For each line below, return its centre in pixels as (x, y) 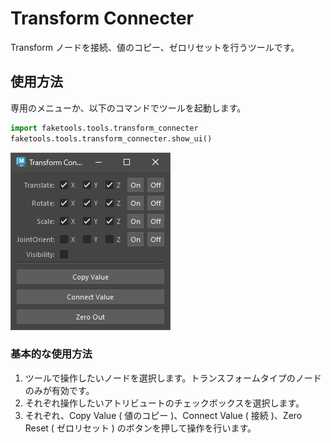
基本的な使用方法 (51, 354)
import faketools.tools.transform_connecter (104, 128)
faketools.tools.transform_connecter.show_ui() (111, 138)
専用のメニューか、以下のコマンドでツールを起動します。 (128, 108)
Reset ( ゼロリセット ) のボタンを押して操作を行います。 (140, 428)
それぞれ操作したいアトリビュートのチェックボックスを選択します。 (164, 403)
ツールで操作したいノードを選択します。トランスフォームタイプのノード (173, 378)
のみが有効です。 (59, 390)
